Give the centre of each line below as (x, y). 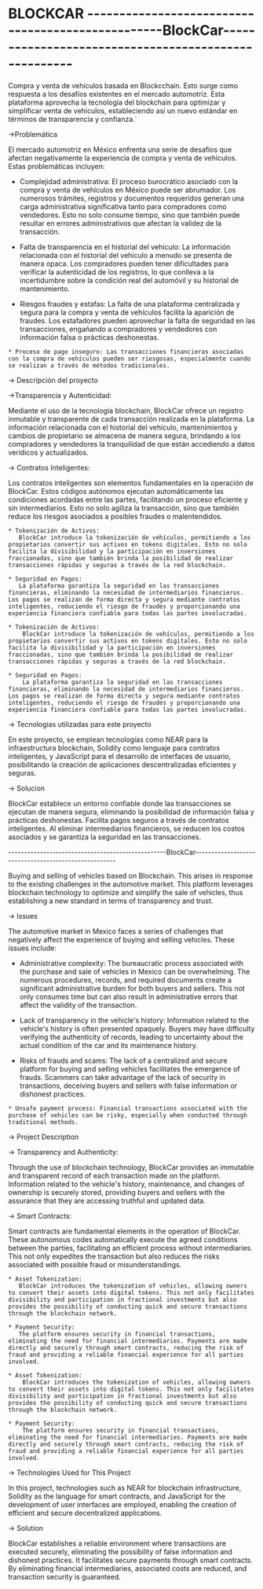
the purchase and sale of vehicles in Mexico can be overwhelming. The (135, 971)
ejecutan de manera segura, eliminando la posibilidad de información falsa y (131, 812)
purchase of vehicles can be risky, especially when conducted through (128, 1115)
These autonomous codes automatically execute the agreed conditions (123, 1239)
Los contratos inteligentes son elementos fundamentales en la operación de (131, 483)
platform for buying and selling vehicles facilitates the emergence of (130, 1069)
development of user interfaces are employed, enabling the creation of (122, 1504)
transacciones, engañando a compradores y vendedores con (118, 329)
